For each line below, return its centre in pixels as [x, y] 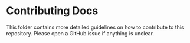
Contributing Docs [52, 11]
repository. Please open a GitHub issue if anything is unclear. [80, 33]
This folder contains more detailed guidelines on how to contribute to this [95, 27]
